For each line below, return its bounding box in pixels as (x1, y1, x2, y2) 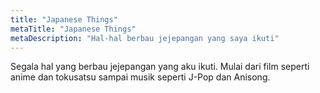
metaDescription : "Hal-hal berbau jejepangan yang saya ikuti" (10, 33, 280, 43)
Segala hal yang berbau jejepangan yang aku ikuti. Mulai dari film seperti (10, 61, 310, 73)
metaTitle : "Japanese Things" (10, 24, 137, 34)
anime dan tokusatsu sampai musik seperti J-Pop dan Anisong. (10, 71, 271, 83)
